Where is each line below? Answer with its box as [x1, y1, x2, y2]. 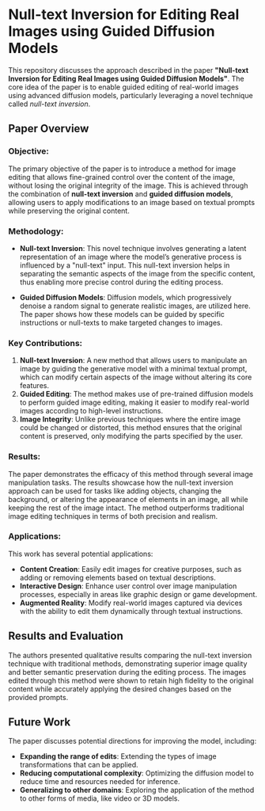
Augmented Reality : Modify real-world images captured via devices [19, 598, 243, 607]
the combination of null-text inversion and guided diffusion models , [8, 188, 233, 199]
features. [19, 381, 50, 390]
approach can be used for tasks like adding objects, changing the [8, 485, 222, 496]
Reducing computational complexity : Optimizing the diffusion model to [19, 768, 255, 778]
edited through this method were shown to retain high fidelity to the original [8, 676, 255, 685]
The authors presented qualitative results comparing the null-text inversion [8, 650, 252, 660]
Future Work [8, 715, 71, 729]
